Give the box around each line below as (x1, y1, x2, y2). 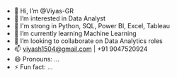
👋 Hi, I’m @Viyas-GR (13, 7, 74, 15)
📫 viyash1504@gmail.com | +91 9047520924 (13, 45, 148, 53)
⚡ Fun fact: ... (13, 63, 53, 71)
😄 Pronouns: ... (13, 55, 60, 63)
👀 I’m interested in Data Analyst (13, 14, 106, 23)
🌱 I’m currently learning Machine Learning (13, 29, 137, 37)
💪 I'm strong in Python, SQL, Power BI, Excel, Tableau (13, 22, 170, 30)
